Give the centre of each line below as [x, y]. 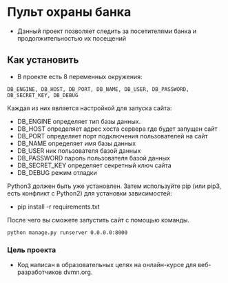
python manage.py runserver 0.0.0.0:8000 [68, 232]
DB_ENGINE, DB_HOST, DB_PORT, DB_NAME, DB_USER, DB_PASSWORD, [98, 89]
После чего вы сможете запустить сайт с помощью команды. [99, 220]
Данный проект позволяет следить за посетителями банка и [107, 31]
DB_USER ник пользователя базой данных [79, 150]
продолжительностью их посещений [71, 38]
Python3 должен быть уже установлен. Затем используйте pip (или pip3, [114, 186]
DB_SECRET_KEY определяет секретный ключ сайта [94, 165]
